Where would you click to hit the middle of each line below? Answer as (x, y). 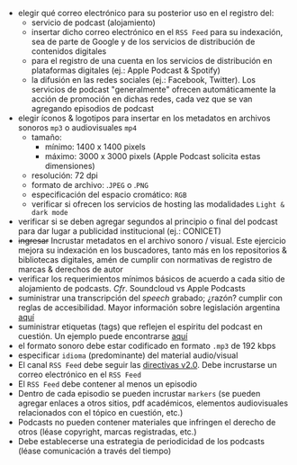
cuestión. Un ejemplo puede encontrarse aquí (103, 336)
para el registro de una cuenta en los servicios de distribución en (152, 61)
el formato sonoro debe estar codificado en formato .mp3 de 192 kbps (147, 346)
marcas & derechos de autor (71, 269)
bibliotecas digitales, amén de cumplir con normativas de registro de (145, 259)
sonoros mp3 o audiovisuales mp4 (77, 128)
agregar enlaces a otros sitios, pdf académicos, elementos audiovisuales (153, 403)
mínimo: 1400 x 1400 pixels (95, 147)
